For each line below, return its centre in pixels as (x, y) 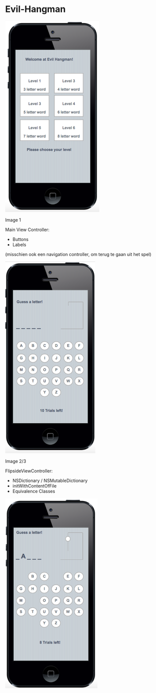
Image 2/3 (16, 461)
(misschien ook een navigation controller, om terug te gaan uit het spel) (78, 254)
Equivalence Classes (34, 491)
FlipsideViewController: (29, 470)
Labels (19, 244)
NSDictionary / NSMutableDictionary (50, 480)
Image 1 (13, 220)
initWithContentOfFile (34, 485)
